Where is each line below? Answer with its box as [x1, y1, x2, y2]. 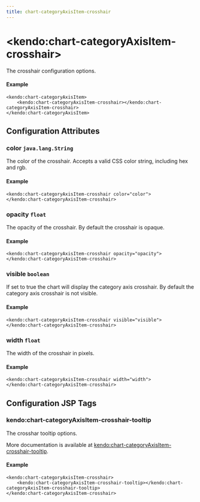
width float [6, 336, 41, 344]
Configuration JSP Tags [6, 398, 97, 408]
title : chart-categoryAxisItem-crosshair [6, 8, 111, 15]
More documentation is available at [6, 441, 93, 448]
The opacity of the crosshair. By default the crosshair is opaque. [6, 223, 165, 231]
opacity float [6, 210, 47, 219]
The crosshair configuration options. [6, 67, 96, 74]
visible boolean [6, 270, 50, 279]
